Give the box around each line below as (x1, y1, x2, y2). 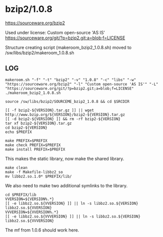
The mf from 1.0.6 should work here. (5, 227, 79, 233)
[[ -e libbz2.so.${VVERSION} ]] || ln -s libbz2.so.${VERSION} (5, 201, 139, 206)
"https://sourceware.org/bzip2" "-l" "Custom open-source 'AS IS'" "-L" (5, 81, 159, 86)
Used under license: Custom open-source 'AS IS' (5, 29, 106, 35)
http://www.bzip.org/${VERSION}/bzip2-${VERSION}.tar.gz (5, 112, 125, 117)
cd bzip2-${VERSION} (5, 125, 48, 130)
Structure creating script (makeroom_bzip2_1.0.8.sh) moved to (5, 44, 132, 50)
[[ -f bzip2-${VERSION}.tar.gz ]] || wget (5, 108, 94, 113)
